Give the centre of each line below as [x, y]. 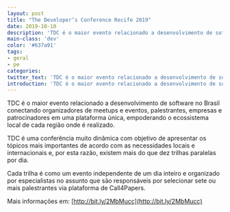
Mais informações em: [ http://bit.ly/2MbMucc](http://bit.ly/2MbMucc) [105, 201]
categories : [24, 71]
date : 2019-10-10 [32, 26]
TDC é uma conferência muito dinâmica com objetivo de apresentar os [107, 139]
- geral [18, 58]
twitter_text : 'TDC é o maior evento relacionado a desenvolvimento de [111, 77]
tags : [15, 52]
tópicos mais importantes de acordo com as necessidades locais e [101, 145]
